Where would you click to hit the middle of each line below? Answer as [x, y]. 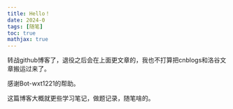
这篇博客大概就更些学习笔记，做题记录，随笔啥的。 [81, 99]
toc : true [22, 33]
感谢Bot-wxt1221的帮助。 [43, 83]
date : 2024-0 [26, 20]
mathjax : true [28, 40]
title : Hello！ [29, 14]
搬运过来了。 [31, 69]
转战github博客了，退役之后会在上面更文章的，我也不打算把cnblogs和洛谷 [114, 60]
